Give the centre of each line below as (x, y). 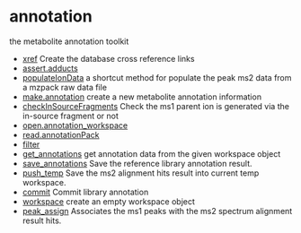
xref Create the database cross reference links (108, 58)
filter (31, 144)
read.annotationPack (61, 134)
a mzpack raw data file (65, 87)
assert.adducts (50, 68)
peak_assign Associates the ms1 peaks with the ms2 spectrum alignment (157, 211)
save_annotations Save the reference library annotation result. (137, 163)
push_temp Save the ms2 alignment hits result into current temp (141, 173)
